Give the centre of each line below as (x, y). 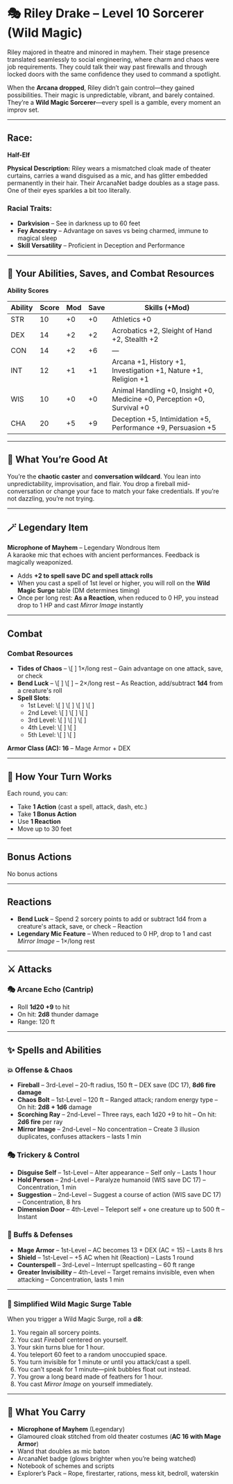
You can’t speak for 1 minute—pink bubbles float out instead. (104, 1369)
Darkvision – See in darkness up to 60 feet (79, 223)
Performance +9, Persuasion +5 (164, 427)
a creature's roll (40, 691)
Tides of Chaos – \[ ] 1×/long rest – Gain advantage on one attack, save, (120, 668)
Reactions (29, 902)
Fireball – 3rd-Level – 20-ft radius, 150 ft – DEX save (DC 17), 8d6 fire (116, 1085)
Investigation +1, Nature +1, (157, 370)
